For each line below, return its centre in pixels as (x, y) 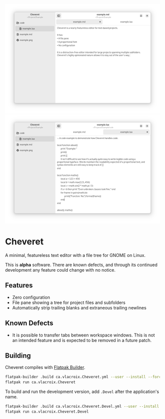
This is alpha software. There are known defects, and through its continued (81, 265)
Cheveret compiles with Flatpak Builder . (45, 367)
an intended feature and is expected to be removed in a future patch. (82, 340)
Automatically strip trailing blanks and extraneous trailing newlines (79, 307)
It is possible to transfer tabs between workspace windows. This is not (83, 335)
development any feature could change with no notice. (60, 270)
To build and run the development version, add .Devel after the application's (82, 391)
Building (18, 356)
